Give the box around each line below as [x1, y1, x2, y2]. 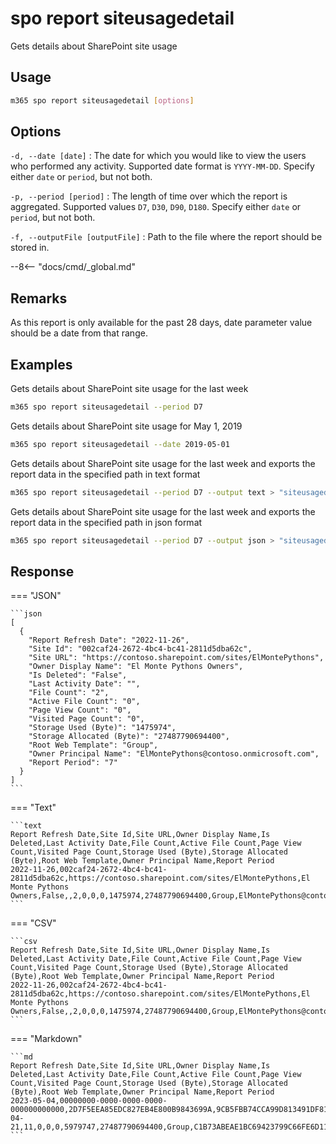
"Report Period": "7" [28, 758, 118, 768]
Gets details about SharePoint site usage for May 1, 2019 [10, 420, 243, 432]
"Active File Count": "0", [28, 697, 141, 707]
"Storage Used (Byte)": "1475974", [28, 723, 177, 733]
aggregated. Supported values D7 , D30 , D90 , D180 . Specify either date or [10, 201, 302, 213]
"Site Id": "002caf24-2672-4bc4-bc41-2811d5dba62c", [28, 644, 253, 654]
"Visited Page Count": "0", [28, 714, 145, 724]
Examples [10, 356, 73, 373]
